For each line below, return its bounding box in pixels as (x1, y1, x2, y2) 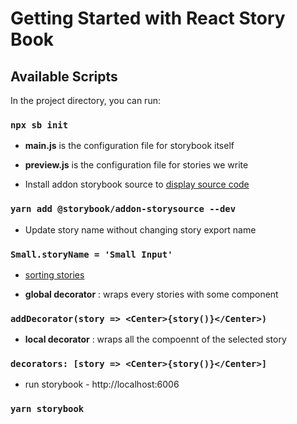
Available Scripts (10, 68, 118, 85)
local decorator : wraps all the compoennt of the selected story (24, 333, 287, 346)
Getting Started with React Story (10, 7, 286, 30)
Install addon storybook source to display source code (24, 178, 250, 191)
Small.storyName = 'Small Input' (10, 248, 173, 260)
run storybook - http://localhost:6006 (24, 378, 180, 391)
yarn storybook (10, 403, 85, 415)
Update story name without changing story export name (24, 223, 257, 236)
